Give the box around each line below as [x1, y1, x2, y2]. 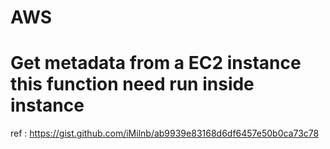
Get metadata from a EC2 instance [10, 52, 302, 75]
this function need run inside [10, 73, 255, 96]
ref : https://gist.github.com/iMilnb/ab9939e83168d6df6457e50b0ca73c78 [10, 127, 320, 140]
